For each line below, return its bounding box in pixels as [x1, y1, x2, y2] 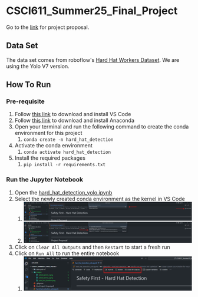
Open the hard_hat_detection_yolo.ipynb [14, 189, 113, 196]
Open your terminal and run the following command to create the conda [14, 123, 189, 130]
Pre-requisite [6, 97, 45, 105]
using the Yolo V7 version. [6, 62, 70, 70]
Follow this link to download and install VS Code [14, 111, 131, 118]
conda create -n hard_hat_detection [23, 137, 114, 143]
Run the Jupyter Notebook [6, 176, 84, 184]
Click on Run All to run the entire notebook [14, 250, 120, 257]
